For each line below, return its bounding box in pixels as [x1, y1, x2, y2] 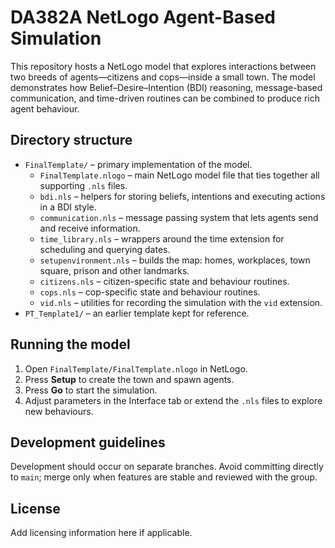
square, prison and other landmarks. [39, 264, 190, 276]
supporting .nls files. [39, 179, 128, 191]
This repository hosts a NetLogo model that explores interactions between [10, 60, 317, 72]
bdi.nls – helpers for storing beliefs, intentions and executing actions [39, 190, 326, 202]
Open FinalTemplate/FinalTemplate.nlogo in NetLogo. [24, 362, 248, 375]
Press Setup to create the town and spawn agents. [24, 373, 235, 385]
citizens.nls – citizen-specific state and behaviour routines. [39, 275, 290, 287]
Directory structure [10, 132, 133, 149]
